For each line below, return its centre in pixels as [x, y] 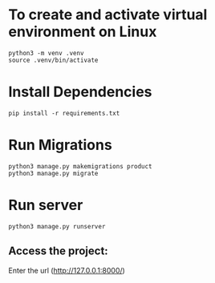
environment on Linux [83, 32]
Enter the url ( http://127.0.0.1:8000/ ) [67, 270]
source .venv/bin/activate [53, 60]
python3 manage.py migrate [53, 173]
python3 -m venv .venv [46, 53]
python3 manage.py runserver [57, 226]
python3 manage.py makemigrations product [80, 166]
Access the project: [58, 251]
